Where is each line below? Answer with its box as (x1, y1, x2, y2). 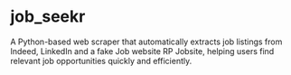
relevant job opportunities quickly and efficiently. (10, 55, 192, 66)
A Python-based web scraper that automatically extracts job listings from (10, 36, 283, 47)
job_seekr (10, 6, 86, 27)
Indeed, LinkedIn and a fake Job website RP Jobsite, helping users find (10, 45, 275, 56)
